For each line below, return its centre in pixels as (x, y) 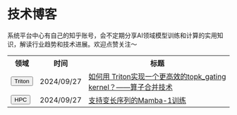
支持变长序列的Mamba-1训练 (138, 100)
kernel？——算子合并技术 (130, 87)
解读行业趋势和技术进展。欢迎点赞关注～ (78, 44)
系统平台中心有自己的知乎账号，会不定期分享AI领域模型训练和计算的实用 (112, 35)
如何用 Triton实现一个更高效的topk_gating (157, 76)
